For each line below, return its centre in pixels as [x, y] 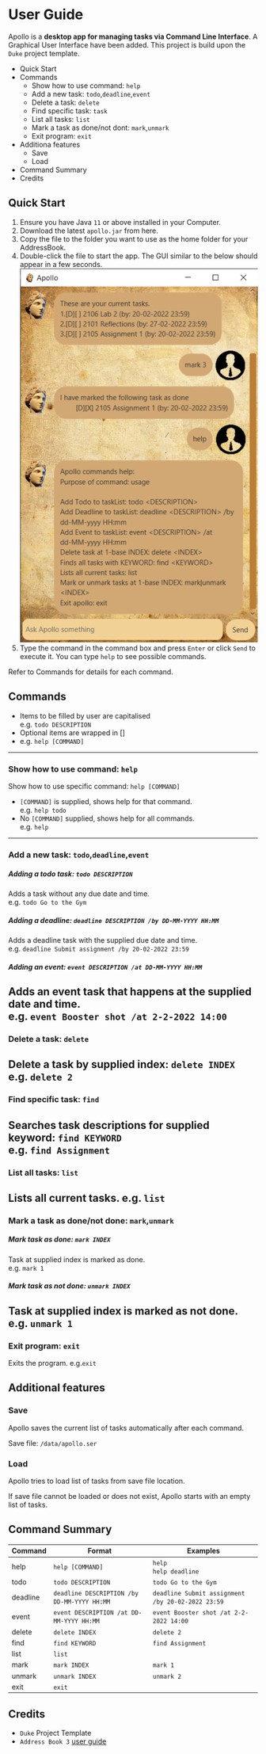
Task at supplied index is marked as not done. [123, 1311]
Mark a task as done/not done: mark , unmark [91, 1220]
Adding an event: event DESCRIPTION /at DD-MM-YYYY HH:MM [105, 967]
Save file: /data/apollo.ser [53, 1443]
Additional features [57, 1388]
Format [100, 1551]
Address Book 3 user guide [63, 1741]
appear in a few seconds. [61, 264]
